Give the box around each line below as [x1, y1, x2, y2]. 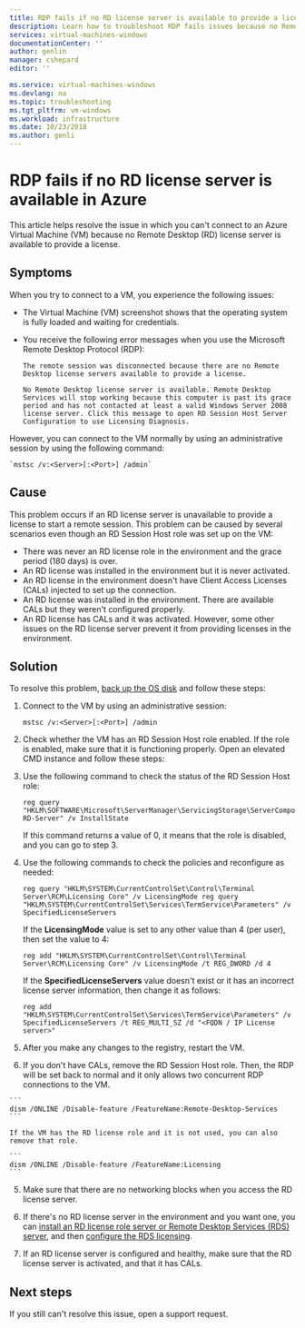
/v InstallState [67, 814, 129, 823]
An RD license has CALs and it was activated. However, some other [22, 613, 275, 624]
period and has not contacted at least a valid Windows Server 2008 [22, 401, 288, 410]
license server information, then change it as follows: [22, 985, 221, 996]
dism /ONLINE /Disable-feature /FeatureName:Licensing [9, 1160, 221, 1170]
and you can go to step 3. [22, 839, 119, 850]
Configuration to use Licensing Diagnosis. [22, 417, 191, 426]
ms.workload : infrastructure [9, 114, 120, 124]
